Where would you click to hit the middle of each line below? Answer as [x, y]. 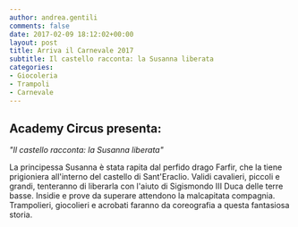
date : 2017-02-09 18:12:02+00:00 [72, 34]
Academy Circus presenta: [85, 128]
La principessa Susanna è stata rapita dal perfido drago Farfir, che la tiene [146, 167]
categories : [31, 68]
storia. [21, 214]
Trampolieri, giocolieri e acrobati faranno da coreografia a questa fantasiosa [149, 206]
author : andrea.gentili [54, 17]
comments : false [39, 26]
